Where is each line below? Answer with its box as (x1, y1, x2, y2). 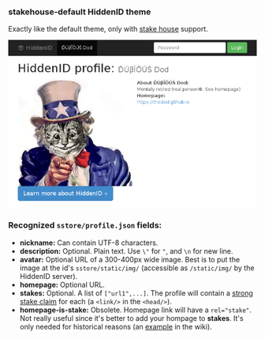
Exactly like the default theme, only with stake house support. (8, 24, 209, 34)
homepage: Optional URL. (19, 280, 105, 289)
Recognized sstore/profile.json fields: (8, 220, 162, 231)
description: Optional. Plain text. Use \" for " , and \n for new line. (19, 246, 233, 255)
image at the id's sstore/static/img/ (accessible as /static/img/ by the (19, 263, 255, 273)
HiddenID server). (19, 271, 78, 281)
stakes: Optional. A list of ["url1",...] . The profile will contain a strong (19, 288, 254, 298)
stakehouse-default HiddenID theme (8, 6, 151, 17)
